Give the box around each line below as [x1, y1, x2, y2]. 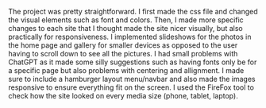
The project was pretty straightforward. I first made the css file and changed [8, 7, 258, 16]
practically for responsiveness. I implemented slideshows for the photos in [8, 32, 252, 41]
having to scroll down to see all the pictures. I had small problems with [8, 49, 238, 58]
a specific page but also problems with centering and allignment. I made [8, 66, 245, 75]
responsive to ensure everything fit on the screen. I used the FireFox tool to [8, 83, 254, 92]
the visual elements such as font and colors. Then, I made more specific [8, 15, 244, 25]
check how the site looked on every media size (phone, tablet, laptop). [8, 91, 238, 100]
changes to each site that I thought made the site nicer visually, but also [8, 24, 244, 33]
